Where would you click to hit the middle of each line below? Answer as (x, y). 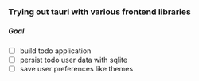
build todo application (55, 51)
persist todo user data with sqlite (74, 60)
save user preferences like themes (76, 69)
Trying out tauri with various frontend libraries (99, 12)
